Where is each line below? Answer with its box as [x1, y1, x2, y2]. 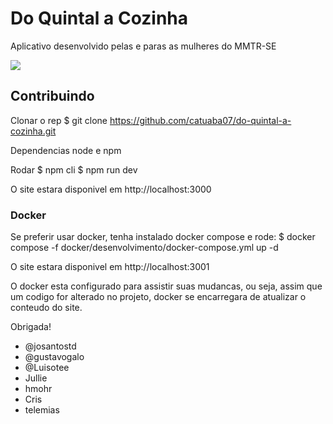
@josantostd [24, 340, 77, 352]
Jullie [24, 372, 48, 384]
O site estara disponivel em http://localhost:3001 [10, 261, 210, 273]
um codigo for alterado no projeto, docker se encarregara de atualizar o [10, 291, 307, 303]
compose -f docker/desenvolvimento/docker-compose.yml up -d [10, 242, 279, 254]
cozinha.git [10, 125, 57, 137]
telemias [24, 404, 60, 416]
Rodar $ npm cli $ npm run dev [10, 163, 138, 176]
